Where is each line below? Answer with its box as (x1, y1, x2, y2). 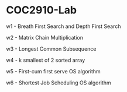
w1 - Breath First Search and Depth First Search (6, 23, 121, 30)
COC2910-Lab (6, 3, 77, 17)
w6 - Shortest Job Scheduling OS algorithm (6, 79, 111, 86)
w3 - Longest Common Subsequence (6, 45, 97, 52)
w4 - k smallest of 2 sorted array (6, 56, 85, 63)
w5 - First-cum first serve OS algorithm (6, 68, 101, 75)
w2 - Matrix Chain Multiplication (6, 34, 84, 41)
